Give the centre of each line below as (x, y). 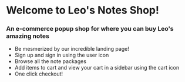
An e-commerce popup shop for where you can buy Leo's (90, 29)
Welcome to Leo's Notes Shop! (83, 10)
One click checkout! (39, 74)
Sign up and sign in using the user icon (62, 55)
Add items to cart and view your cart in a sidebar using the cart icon (97, 68)
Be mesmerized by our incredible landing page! (72, 49)
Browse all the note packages (51, 61)
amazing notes (28, 36)
